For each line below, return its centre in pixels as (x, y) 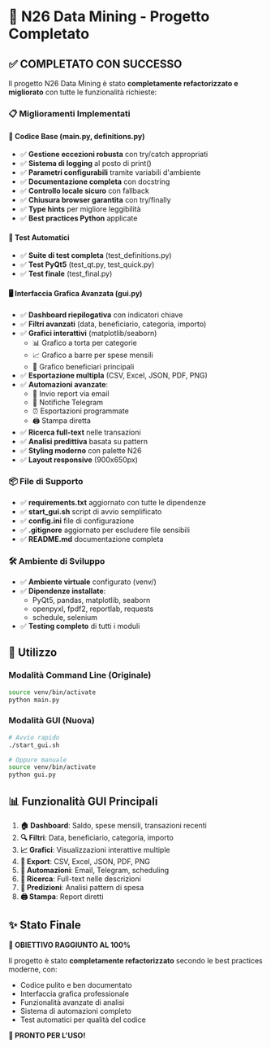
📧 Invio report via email (71, 393)
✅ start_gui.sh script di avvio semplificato (91, 511)
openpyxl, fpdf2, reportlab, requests (93, 609)
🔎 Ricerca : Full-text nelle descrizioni (81, 879)
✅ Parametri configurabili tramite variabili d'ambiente (110, 172)
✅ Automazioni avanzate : (64, 384)
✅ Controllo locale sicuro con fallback (85, 191)
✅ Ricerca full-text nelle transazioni (80, 432)
